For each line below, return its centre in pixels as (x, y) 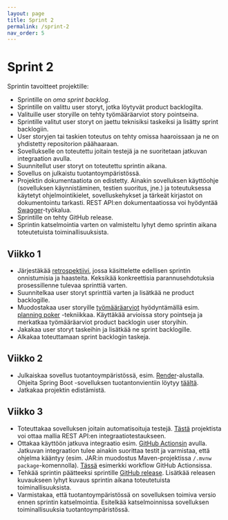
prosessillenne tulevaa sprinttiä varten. (72, 285)
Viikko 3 (25, 412)
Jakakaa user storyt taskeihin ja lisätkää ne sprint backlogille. (104, 329)
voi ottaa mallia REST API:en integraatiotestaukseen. (92, 436)
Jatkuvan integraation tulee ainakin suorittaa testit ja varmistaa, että (113, 450)
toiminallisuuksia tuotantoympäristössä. (73, 509)
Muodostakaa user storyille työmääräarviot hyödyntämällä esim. (108, 307)
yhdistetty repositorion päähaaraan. (68, 144)
